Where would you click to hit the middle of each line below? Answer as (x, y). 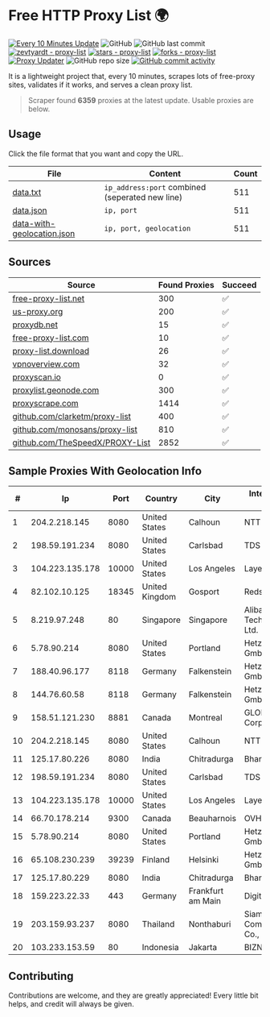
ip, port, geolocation (147, 228)
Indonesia (160, 948)
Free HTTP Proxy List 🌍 (89, 16)
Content (165, 173)
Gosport (204, 592)
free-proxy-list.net (49, 298)
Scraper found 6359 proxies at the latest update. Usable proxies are (141, 100)
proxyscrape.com (45, 403)
